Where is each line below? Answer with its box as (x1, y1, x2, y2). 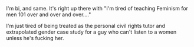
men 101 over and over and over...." (6, 11, 91, 18)
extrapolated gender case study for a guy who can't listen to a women (6, 28, 177, 35)
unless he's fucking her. (6, 35, 64, 41)
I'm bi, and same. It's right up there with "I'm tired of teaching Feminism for (6, 5, 189, 12)
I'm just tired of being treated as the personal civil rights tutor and (6, 23, 166, 29)
